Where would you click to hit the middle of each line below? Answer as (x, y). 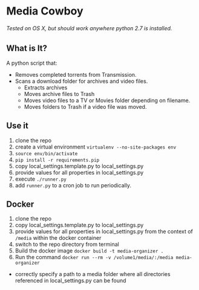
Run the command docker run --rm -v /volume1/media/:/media (94, 257)
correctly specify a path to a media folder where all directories (93, 274)
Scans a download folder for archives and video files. (81, 81)
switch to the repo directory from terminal (67, 244)
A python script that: (32, 63)
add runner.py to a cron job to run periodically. (73, 185)
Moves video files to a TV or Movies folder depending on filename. (107, 100)
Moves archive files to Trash (59, 94)
